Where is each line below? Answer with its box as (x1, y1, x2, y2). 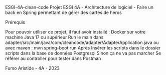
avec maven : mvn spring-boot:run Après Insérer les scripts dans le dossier (5, 45, 161, 50)
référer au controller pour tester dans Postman (5, 55, 101, 61)
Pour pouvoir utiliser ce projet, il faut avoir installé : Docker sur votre (5, 29, 146, 34)
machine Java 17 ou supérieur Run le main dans (5, 34, 104, 40)
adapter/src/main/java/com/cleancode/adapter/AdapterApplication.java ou (5, 39, 159, 45)
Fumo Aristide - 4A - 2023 (5, 65, 60, 71)
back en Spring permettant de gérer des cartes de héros (5, 9, 122, 15)
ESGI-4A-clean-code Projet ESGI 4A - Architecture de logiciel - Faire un (5, 4, 154, 10)
